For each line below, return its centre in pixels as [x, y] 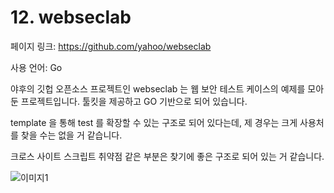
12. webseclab [71, 17]
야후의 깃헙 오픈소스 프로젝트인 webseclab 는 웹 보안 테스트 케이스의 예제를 [158, 88]
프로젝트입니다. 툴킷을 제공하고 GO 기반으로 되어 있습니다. [134, 101]
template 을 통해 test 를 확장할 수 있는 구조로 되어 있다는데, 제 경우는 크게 [154, 122]
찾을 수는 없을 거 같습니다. [71, 135]
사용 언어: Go [36, 67]
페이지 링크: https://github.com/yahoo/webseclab [111, 46]
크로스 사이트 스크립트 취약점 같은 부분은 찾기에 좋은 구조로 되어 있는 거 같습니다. [167, 156]
